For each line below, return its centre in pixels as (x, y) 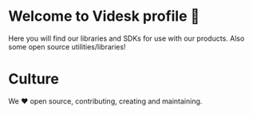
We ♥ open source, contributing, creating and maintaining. (105, 101)
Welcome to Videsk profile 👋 (104, 16)
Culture (34, 79)
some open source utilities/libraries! (67, 46)
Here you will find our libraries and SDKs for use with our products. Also (126, 38)
